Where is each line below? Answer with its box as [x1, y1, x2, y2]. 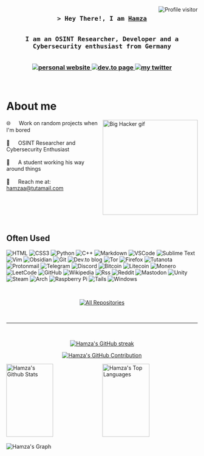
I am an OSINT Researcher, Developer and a [25, 35, 179, 43]
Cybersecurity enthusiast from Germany [32, 43, 172, 50]
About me [6, 100, 57, 113]
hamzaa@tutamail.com [6, 184, 64, 192]
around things [6, 165, 41, 172]
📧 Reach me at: [6, 178, 52, 185]
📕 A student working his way [6, 158, 85, 166]
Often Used [6, 233, 50, 244]
